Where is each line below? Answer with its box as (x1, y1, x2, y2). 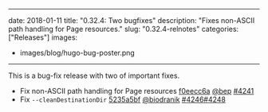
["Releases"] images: (8, 33, 78, 42)
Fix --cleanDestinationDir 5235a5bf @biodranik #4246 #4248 (19, 95, 226, 104)
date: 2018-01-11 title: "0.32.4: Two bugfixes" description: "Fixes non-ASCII (8, 16, 255, 25)
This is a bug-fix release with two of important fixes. (8, 71, 180, 80)
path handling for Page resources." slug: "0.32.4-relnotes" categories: (8, 25, 239, 33)
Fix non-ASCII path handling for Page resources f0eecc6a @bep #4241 (19, 87, 254, 95)
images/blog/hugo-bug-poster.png (19, 48, 136, 57)
